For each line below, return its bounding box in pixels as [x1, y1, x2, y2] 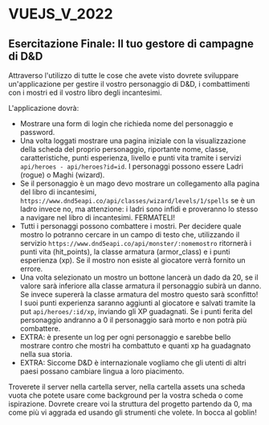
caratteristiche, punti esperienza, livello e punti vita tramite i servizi [19, 153, 242, 162]
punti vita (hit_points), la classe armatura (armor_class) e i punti [19, 247, 230, 256]
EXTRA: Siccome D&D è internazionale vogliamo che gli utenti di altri [19, 358, 247, 367]
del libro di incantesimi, [19, 187, 97, 197]
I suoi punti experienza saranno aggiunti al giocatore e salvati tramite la [19, 298, 256, 308]
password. [19, 128, 55, 137]
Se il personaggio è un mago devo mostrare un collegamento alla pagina [19, 178, 260, 188]
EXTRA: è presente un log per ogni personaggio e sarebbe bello [19, 333, 231, 341]
